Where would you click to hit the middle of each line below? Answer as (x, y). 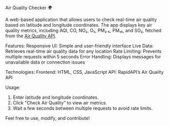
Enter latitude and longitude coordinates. (56, 97)
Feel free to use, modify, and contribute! (48, 118)
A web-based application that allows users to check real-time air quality (81, 19)
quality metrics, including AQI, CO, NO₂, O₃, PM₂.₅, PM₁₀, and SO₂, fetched (83, 30)
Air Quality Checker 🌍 (29, 8)
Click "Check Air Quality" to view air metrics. (60, 103)
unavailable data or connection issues (45, 62)
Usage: (13, 87)
